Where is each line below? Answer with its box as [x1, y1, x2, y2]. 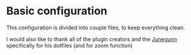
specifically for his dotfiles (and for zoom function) [6, 42, 133, 49]
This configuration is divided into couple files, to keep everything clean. [6, 24, 185, 31]
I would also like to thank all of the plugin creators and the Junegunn [6, 35, 177, 42]
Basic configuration [6, 4, 108, 18]
